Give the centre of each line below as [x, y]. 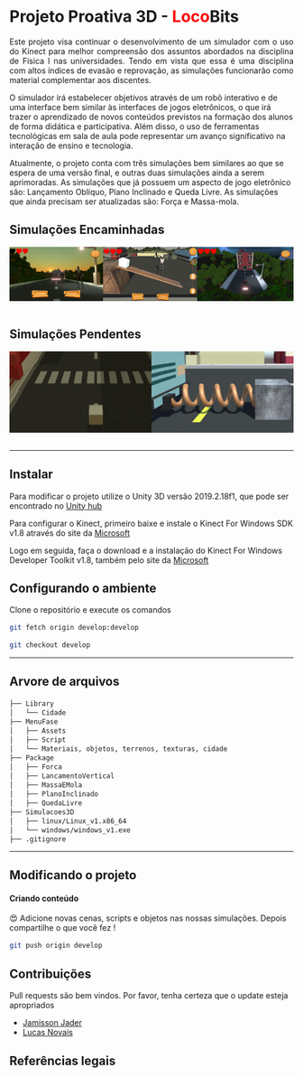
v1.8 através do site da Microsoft [70, 533]
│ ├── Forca [36, 767]
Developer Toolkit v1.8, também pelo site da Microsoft [109, 560]
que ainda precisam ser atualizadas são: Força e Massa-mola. [124, 201]
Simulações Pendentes [75, 335]
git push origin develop [56, 946]
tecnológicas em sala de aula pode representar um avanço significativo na [147, 136]
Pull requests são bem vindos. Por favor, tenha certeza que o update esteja [149, 996]
